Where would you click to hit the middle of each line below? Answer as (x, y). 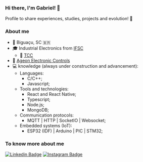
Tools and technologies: (44, 89)
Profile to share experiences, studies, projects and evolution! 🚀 (69, 19)
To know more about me (35, 144)
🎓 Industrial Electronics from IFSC (48, 48)
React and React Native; (52, 94)
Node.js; (36, 104)
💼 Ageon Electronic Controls (41, 60)
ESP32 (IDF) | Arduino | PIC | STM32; (65, 131)
